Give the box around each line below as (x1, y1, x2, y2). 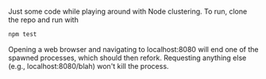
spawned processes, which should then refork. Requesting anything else (8, 53, 247, 62)
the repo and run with (8, 15, 79, 24)
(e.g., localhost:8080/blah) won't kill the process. (8, 61, 169, 70)
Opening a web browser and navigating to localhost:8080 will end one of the (8, 44, 259, 54)
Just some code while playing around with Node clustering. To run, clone (8, 7, 248, 16)
